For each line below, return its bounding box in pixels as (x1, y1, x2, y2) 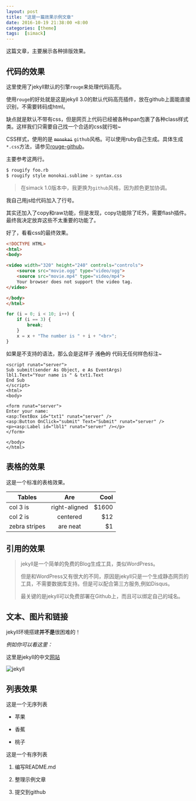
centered (57, 513, 82, 521)
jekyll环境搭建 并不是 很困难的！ (6, 629, 81, 636)
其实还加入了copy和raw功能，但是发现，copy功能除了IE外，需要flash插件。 (6, 209, 190, 216)
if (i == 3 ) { (16, 317, 51, 323)
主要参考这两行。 (6, 155, 48, 162)
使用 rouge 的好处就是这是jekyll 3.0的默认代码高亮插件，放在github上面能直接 (6, 96, 191, 103)
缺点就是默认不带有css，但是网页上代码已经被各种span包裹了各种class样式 (6, 116, 189, 123)
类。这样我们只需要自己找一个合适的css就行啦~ (6, 123, 122, 130)
